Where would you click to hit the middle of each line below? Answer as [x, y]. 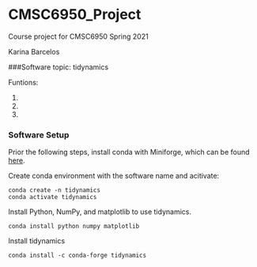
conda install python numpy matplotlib [74, 227]
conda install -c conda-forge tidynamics [77, 256]
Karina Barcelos [34, 51]
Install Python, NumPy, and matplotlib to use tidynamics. [100, 212]
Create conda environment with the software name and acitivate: [114, 176]
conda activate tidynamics [53, 197]
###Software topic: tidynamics [59, 67]
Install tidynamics [37, 241]
